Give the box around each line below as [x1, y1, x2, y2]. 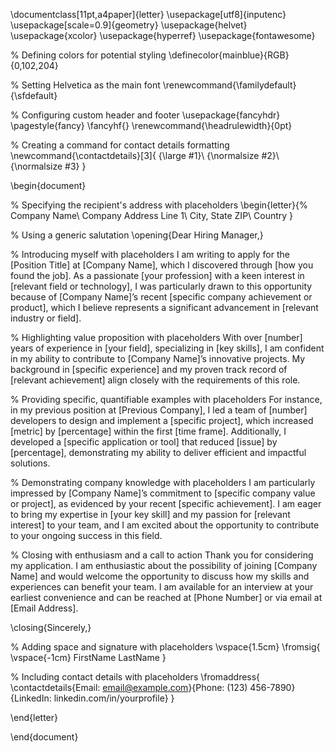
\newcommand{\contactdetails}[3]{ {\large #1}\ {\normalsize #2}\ [10, 150, 280, 161]
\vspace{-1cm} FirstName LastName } [10, 652, 167, 663]
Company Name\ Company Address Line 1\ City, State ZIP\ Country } [10, 210, 294, 221]
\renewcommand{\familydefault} [162, 79, 297, 91]
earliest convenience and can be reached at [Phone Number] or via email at [10, 592, 323, 603]
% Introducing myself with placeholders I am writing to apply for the [10, 249, 290, 260]
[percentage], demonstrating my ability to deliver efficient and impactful [10, 447, 307, 458]
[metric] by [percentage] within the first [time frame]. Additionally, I [10, 425, 287, 437]
